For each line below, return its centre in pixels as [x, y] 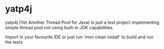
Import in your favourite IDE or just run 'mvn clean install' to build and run [79, 37]
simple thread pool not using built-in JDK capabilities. [59, 27]
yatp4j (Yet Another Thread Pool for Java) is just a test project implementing [82, 22]
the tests [14, 42]
